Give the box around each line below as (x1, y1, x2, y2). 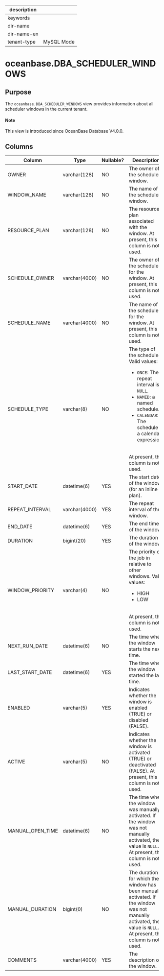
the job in (128, 554, 150, 561)
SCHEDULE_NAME (7, 319, 51, 326)
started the (128, 672, 154, 679)
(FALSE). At (128, 767, 155, 774)
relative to (128, 561, 152, 568)
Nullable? (102, 157, 124, 164)
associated (128, 218, 154, 225)
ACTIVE (7, 759, 25, 765)
